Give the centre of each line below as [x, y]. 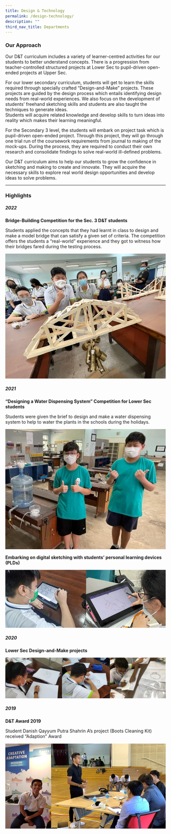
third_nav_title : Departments [37, 27]
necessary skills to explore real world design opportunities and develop [80, 172]
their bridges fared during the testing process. [54, 247]
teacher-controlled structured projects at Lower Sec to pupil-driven [76, 67]
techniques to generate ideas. [37, 109]
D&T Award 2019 [23, 721]
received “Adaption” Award [34, 736]
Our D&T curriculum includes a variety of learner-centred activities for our [83, 56]
